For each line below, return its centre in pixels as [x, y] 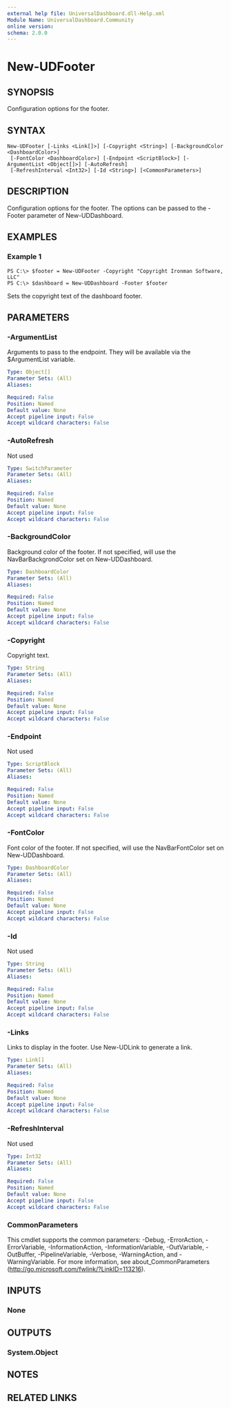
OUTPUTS [29, 1333]
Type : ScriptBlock [33, 764]
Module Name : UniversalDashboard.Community [71, 20]
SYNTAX [27, 131]
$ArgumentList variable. [41, 360]
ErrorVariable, [27, 1247]
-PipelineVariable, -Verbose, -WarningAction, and [108, 1254]
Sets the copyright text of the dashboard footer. [75, 296]
